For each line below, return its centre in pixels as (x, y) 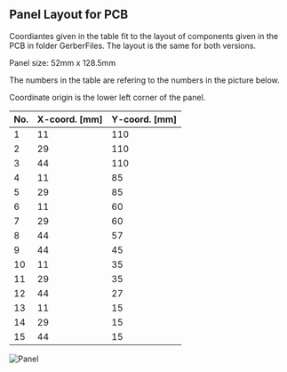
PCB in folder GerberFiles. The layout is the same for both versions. (132, 45)
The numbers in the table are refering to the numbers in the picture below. (144, 80)
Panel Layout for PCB (69, 15)
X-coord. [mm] (70, 119)
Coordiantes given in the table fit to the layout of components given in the (143, 36)
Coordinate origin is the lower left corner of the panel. (108, 97)
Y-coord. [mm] (144, 119)
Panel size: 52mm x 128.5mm (63, 62)
